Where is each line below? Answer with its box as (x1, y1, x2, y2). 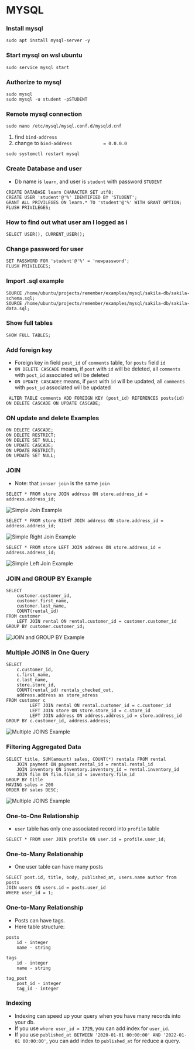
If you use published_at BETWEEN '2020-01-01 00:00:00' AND (14, 1031, 161, 1038)
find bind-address (14, 133, 57, 140)
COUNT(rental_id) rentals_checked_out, (16, 687, 114, 694)
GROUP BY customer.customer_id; (6, 624, 85, 630)
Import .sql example (6, 277, 64, 285)
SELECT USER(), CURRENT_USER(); (6, 231, 85, 237)
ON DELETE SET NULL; (6, 437, 57, 444)
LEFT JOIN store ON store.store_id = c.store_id (29, 708, 150, 714)
